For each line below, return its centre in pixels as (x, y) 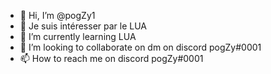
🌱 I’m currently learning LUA (78, 36)
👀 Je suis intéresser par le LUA (83, 26)
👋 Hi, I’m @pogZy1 (57, 15)
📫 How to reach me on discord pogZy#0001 (111, 58)
